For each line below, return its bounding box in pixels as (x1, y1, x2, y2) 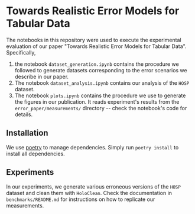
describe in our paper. (14, 73, 69, 80)
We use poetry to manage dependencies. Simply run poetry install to (6, 143, 179, 151)
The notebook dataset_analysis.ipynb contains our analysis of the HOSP (14, 79, 190, 87)
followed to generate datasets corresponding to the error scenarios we (14, 66, 187, 74)
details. (14, 111, 33, 118)
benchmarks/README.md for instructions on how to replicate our (6, 196, 155, 203)
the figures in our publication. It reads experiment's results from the (14, 98, 180, 105)
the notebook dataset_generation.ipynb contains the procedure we (14, 60, 179, 68)
